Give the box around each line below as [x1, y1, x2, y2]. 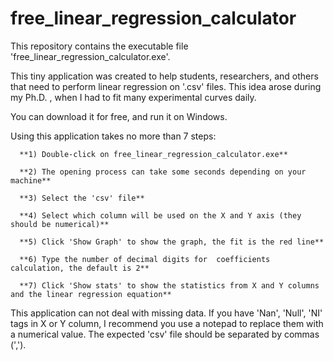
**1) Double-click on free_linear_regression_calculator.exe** [19, 149, 288, 159]
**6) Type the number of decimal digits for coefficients [19, 254, 271, 264]
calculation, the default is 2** [10, 263, 150, 273]
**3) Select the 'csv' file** [19, 193, 145, 203]
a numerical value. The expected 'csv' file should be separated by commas [10, 328, 320, 340]
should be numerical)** [10, 219, 110, 229]
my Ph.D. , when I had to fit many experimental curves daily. [10, 91, 257, 103]
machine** [10, 175, 52, 186]
